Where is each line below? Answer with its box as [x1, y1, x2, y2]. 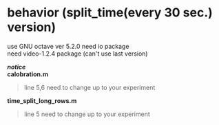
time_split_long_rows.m [7, 96, 77, 104]
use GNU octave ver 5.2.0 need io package [7, 42, 129, 50]
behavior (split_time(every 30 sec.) [7, 5, 213, 21]
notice [7, 62, 26, 71]
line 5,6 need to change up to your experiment [23, 83, 156, 91]
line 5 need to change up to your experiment [23, 110, 150, 118]
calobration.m [7, 70, 49, 78]
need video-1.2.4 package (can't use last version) [7, 49, 148, 58]
